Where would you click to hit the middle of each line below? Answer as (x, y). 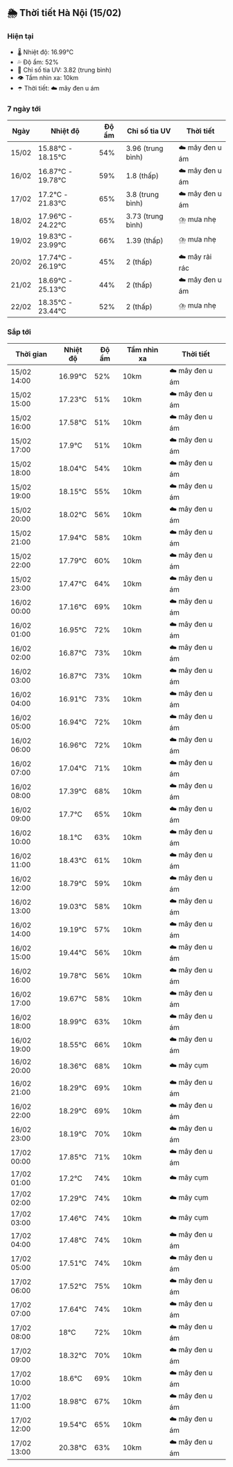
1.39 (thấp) (145, 240)
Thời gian (31, 354)
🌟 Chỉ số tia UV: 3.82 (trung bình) (64, 70)
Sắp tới (19, 332)
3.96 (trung (145, 148)
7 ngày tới (24, 109)
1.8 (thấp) (143, 176)
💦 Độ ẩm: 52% (38, 62)
